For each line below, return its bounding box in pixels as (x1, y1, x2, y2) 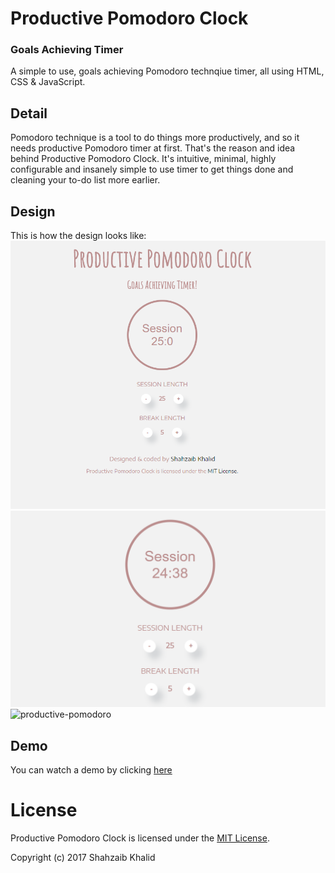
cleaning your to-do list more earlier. (10, 174, 161, 186)
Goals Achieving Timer (10, 43, 124, 57)
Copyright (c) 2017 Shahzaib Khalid (10, 851, 156, 863)
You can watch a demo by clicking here (10, 764, 173, 776)
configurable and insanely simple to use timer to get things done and (10, 163, 294, 176)
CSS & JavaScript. (10, 76, 86, 88)
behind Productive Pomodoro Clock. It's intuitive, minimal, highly (10, 153, 277, 165)
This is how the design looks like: (10, 230, 147, 242)
